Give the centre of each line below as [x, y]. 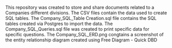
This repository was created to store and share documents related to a [80, 7]
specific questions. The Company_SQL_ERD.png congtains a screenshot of [85, 34]
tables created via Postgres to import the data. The [59, 23]
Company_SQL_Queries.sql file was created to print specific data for [78, 29]
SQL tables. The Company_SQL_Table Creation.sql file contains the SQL [81, 18]
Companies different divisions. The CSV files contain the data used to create [86, 13]
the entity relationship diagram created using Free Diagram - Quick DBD [81, 40]
